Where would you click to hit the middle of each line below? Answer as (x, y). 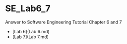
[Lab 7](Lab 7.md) (30, 37)
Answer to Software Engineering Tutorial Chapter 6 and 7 (63, 22)
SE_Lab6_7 (28, 9)
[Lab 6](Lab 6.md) (31, 31)
